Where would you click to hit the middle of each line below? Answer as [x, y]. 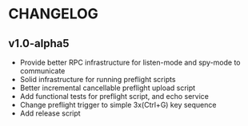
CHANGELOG [53, 14]
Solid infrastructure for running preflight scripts [98, 79]
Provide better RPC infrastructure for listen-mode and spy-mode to [130, 62]
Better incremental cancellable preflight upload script [108, 88]
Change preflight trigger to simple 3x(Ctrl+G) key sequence [118, 105]
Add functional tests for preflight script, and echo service [114, 96]
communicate [42, 71]
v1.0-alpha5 [39, 43]
